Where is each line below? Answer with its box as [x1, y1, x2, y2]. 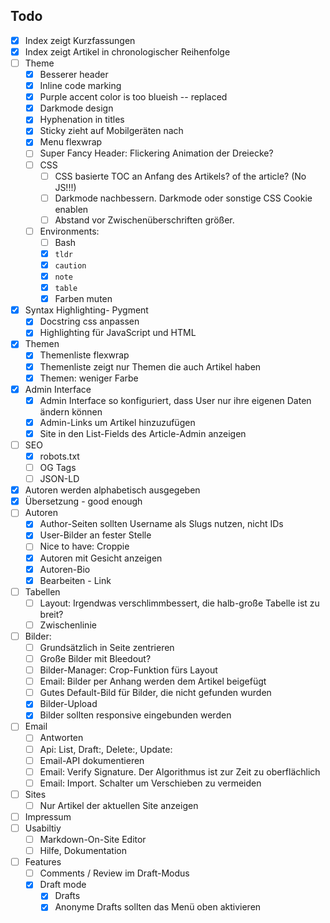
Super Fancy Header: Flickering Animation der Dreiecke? [39, 147, 274, 159]
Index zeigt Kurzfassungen [24, 34, 136, 46]
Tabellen [24, 585, 61, 598]
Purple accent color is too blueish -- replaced [39, 91, 228, 103]
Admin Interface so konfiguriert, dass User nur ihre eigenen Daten [39, 394, 312, 406]
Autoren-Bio [39, 563, 91, 575]
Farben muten [54, 293, 113, 305]
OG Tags [39, 462, 77, 473]
